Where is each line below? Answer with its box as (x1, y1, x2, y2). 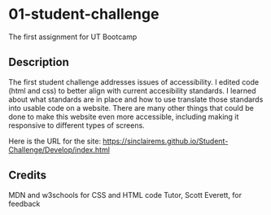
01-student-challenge (8, 5, 160, 24)
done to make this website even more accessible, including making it (8, 112, 239, 121)
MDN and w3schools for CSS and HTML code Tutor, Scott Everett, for (8, 190, 243, 200)
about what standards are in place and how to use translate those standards (8, 94, 264, 104)
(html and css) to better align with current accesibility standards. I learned (8, 86, 256, 95)
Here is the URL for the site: (8, 136, 102, 146)
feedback (8, 199, 41, 208)
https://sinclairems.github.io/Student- (103, 136, 229, 146)
